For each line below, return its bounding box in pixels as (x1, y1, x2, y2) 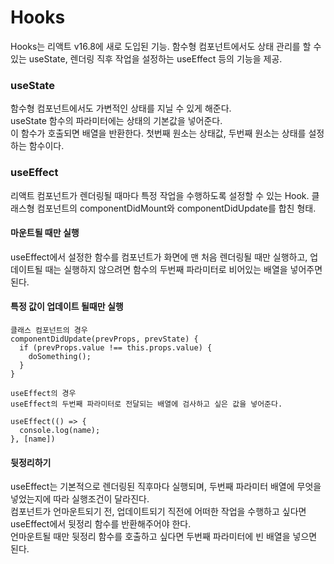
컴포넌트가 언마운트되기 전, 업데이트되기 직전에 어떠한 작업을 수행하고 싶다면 (10, 506, 307, 518)
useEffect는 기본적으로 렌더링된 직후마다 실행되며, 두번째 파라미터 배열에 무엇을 (10, 481, 322, 493)
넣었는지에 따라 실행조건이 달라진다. (10, 493, 150, 505)
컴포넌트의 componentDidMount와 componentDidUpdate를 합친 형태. (36, 202, 317, 214)
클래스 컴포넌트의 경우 (10, 325, 88, 335)
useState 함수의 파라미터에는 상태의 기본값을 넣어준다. (10, 115, 223, 127)
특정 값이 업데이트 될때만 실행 (10, 301, 124, 313)
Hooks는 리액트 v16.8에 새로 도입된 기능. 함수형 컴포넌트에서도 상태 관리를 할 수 (10, 40, 322, 52)
